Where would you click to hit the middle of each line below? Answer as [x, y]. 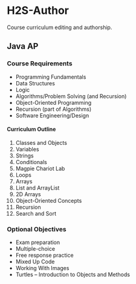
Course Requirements [40, 64]
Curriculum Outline [31, 129]
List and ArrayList [37, 188]
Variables [27, 149]
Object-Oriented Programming [53, 102]
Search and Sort [36, 213]
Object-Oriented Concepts [49, 200]
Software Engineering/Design [52, 115]
